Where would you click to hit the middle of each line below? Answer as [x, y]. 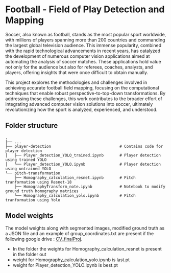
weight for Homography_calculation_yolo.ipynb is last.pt [71, 260]
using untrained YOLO [28, 169]
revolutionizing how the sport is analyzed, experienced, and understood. [81, 109]
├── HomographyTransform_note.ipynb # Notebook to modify [90, 187]
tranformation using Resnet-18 [39, 182]
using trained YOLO [26, 160]
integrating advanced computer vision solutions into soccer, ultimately [79, 104]
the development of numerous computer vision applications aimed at [78, 56]
